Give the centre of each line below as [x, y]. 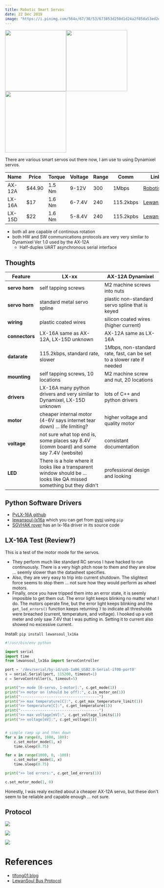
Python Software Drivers [43, 503]
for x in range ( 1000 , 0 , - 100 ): [38, 755]
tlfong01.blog [25, 875]
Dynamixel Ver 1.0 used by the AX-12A [51, 242]
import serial [20, 652]
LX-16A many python [65, 388]
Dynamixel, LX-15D [62, 400]
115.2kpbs [126, 216]
